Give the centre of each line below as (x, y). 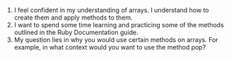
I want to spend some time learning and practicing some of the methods (119, 25)
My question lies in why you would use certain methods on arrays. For (116, 40)
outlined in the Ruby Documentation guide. (76, 32)
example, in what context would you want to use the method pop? (110, 47)
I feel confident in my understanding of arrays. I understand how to (112, 10)
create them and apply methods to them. (73, 17)
